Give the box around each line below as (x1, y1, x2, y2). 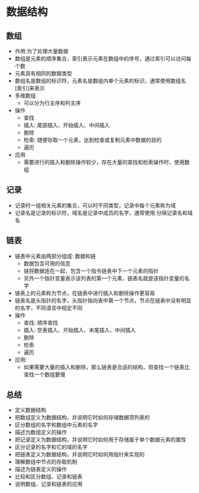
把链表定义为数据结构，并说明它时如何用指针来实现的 (14, 451, 145, 458)
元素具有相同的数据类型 (14, 70, 72, 77)
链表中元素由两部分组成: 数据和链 (14, 252, 96, 259)
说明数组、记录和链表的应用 (14, 481, 83, 488)
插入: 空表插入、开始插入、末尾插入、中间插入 (23, 326, 136, 333)
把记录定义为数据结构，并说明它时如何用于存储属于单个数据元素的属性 (14, 436, 187, 443)
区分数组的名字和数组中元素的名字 (14, 421, 98, 428)
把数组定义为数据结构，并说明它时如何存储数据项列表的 (14, 414, 150, 421)
